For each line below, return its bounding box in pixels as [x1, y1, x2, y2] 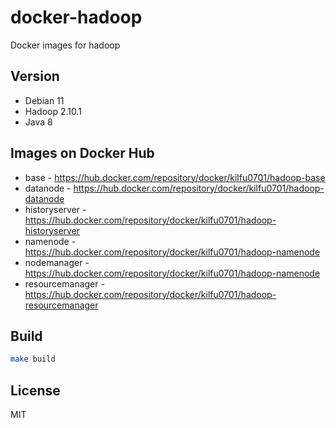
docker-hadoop [10, 6, 143, 29]
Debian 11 [24, 94, 65, 106]
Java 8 [24, 116, 53, 128]
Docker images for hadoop [10, 39, 121, 51]
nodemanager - [24, 256, 90, 268]
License [10, 382, 61, 399]
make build [10, 354, 56, 365]
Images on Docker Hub [10, 145, 155, 162]
